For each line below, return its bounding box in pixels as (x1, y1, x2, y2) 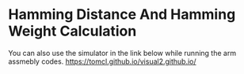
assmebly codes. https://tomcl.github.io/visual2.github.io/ (8, 57, 196, 66)
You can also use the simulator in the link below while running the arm (8, 48, 236, 57)
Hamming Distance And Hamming (8, 6, 236, 24)
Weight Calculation (8, 22, 137, 40)
